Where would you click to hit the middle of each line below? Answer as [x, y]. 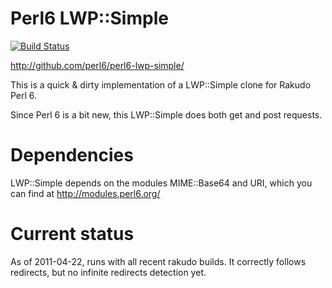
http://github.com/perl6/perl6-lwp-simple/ [97, 65]
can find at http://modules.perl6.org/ [85, 193]
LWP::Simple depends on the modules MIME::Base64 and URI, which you [161, 183]
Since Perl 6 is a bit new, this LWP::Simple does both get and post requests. [166, 114]
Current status [72, 234]
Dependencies [72, 155]
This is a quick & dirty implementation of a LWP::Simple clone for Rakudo [161, 84]
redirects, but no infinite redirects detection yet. [108, 272]
